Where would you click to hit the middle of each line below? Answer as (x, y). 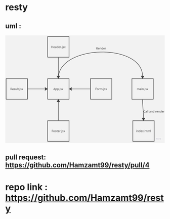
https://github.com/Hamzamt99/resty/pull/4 (77, 165)
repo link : (27, 187)
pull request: (26, 158)
